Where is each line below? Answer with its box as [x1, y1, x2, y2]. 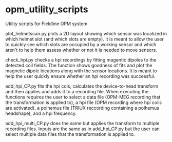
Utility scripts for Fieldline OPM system [5, 21, 88, 27]
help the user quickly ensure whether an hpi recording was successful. [5, 73, 156, 79]
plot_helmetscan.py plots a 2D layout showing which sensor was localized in [5, 30, 167, 36]
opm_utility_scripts [5, 4, 88, 15]
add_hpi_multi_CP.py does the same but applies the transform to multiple [5, 120, 160, 126]
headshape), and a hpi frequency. [5, 110, 77, 116]
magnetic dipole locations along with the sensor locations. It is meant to [5, 68, 158, 74]
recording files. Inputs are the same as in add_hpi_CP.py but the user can [5, 126, 160, 132]
